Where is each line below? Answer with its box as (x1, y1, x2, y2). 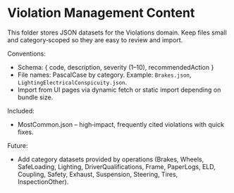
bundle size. (17, 93, 54, 101)
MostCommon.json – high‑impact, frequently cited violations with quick (17, 120, 224, 128)
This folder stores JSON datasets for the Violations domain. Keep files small (7, 28, 227, 37)
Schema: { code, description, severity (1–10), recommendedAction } (17, 63, 214, 71)
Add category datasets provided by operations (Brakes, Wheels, (17, 155, 204, 163)
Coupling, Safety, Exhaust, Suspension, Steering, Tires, (17, 170, 178, 178)
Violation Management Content (7, 5, 195, 21)
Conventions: (7, 49, 46, 58)
